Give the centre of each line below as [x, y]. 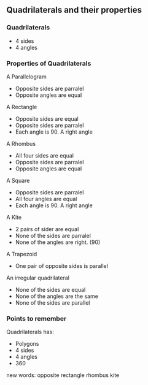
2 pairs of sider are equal [47, 229]
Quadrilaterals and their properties [74, 10]
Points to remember [37, 318]
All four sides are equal [44, 155]
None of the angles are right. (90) [58, 242]
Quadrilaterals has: [30, 332]
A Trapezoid [22, 254]
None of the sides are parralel [53, 235]
